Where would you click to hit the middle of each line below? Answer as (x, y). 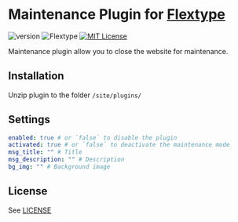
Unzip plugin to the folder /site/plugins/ (75, 95)
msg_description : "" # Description (66, 160)
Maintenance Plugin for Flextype (117, 15)
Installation (36, 76)
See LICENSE (30, 210)
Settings (29, 120)
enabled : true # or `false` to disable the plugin (93, 138)
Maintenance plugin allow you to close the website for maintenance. (118, 51)
